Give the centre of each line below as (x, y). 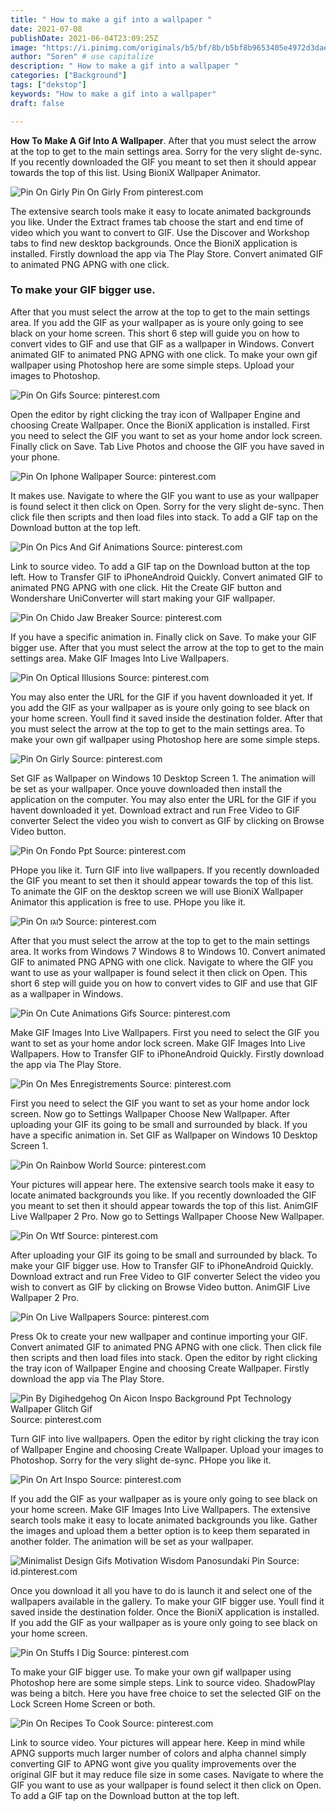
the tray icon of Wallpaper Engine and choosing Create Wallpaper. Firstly (160, 1368)
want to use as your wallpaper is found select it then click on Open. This (159, 972)
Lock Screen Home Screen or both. (83, 1703)
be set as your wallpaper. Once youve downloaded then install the (146, 788)
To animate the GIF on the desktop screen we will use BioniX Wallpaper (157, 891)
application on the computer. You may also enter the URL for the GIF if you (163, 799)
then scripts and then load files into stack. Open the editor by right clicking (164, 1357)
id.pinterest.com (44, 1571)
